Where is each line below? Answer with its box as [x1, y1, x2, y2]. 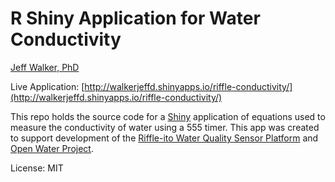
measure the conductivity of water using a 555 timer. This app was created [10, 121, 320, 133]
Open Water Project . [10, 142, 94, 154]
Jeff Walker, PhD [10, 61, 80, 73]
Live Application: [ [10, 80, 85, 92]
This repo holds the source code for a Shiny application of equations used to [10, 110, 326, 122]
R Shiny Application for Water [10, 7, 261, 30]
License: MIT [10, 162, 64, 174]
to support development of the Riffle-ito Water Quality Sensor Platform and [10, 132, 319, 144]
